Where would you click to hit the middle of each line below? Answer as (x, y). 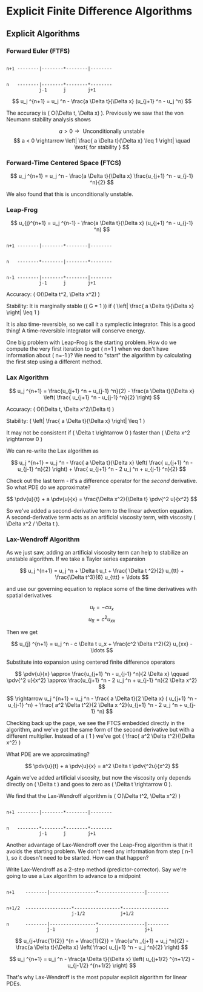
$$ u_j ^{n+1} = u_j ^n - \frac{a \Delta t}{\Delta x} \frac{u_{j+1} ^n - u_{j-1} (102, 176)
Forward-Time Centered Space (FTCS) (64, 163)
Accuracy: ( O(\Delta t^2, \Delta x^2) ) (53, 294)
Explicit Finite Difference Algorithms (99, 11)
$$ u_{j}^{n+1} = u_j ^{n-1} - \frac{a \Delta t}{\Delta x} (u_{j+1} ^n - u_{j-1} (102, 223)
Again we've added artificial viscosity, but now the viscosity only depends (99, 778)
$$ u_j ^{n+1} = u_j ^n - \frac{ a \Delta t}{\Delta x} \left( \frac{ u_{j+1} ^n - (102, 462)
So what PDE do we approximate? (48, 487)
